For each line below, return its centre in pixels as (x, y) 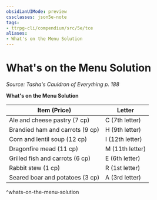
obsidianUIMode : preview (36, 11)
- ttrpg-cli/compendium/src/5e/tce (50, 28)
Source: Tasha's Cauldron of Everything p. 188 (63, 84)
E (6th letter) (123, 158)
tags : (13, 22)
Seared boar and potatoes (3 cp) (54, 177)
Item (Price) (54, 110)
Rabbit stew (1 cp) (35, 168)
